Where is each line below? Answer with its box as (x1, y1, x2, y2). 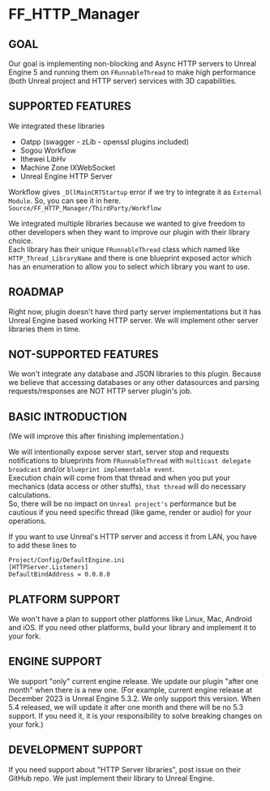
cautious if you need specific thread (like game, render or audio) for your (8, 508, 252, 517)
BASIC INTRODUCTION (8, 409, 127, 423)
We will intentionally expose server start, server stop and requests (8, 447, 229, 457)
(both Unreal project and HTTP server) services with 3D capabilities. (8, 76, 238, 85)
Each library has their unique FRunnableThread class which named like (8, 244, 241, 254)
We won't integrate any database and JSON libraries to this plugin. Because (8, 369, 262, 378)
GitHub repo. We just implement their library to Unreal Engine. (8, 773, 215, 783)
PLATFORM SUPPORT (8, 592, 121, 606)
